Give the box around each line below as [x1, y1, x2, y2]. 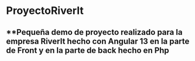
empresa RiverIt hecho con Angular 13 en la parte [6, 36, 190, 46]
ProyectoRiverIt [6, 4, 84, 17]
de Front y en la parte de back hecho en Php [6, 45, 170, 55]
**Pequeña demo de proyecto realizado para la [6, 27, 183, 37]
